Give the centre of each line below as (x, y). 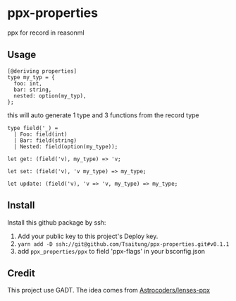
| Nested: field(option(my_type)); (66, 146)
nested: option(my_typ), (50, 96)
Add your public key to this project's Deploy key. (88, 236)
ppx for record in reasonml (46, 33)
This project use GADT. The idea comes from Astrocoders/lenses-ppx (108, 290)
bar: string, (33, 90)
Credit (21, 273)
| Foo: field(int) (41, 134)
